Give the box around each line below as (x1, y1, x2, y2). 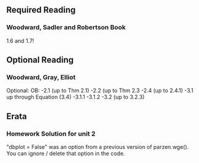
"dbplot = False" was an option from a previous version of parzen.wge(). (6, 143, 189, 151)
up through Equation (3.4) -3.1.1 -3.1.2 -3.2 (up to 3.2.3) (6, 93, 145, 101)
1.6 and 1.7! (6, 37, 35, 45)
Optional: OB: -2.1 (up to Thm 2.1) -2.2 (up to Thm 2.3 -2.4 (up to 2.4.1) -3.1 (6, 87, 194, 94)
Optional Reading (6, 55, 74, 65)
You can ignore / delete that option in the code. (6, 150, 126, 158)
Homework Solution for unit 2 (6, 129, 96, 138)
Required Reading (6, 5, 76, 15)
